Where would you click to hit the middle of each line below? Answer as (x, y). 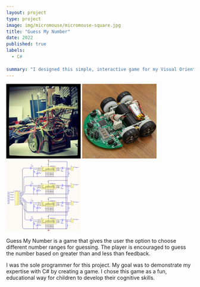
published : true (26, 44)
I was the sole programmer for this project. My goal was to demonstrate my (99, 265)
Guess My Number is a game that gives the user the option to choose (91, 241)
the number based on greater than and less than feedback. (78, 254)
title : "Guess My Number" (38, 32)
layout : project (26, 13)
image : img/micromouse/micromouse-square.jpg (63, 25)
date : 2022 (20, 38)
